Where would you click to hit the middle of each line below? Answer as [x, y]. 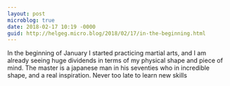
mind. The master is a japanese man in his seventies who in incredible [108, 68]
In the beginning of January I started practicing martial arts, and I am [107, 53]
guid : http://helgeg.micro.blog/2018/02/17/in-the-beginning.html [107, 33]
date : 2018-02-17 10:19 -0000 [52, 27]
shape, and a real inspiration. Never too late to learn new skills [97, 76]
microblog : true [31, 20]
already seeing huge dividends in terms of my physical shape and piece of [115, 61]
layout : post [26, 14]
